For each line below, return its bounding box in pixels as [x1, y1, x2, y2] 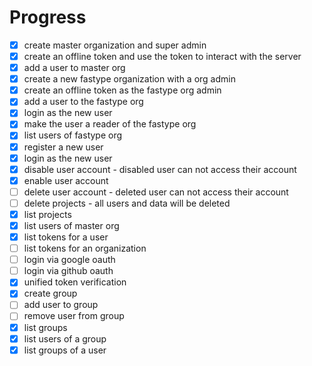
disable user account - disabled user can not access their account [23, 163, 297, 175]
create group [23, 287, 78, 300]
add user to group [23, 299, 99, 311]
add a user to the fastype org [23, 96, 144, 108]
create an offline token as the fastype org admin [23, 84, 222, 96]
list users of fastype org [23, 129, 123, 141]
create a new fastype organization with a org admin [23, 73, 236, 85]
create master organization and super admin [23, 39, 207, 51]
